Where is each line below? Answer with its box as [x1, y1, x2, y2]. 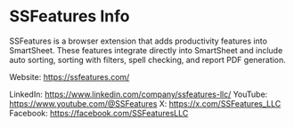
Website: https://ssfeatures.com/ [9, 71, 130, 82]
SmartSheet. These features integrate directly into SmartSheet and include [9, 44, 283, 55]
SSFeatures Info [9, 6, 130, 27]
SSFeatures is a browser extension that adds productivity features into [9, 36, 267, 46]
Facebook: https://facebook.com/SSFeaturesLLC [9, 107, 189, 118]
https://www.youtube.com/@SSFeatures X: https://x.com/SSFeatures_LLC [9, 98, 282, 108]
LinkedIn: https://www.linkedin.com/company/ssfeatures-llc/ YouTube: [9, 89, 268, 99]
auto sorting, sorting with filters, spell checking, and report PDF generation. [9, 54, 287, 65]
